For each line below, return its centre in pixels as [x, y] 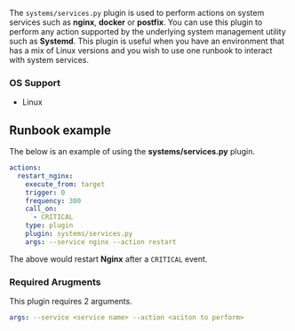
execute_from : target [65, 184]
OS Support [35, 83]
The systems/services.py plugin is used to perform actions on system [137, 13]
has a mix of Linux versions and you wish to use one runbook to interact [141, 51]
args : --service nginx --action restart [101, 242]
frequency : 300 [53, 201]
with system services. [49, 60]
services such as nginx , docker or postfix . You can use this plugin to [136, 22]
